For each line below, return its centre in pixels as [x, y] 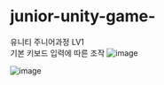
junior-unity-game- [83, 16]
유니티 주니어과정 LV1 [47, 42]
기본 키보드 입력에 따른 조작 [58, 53]
